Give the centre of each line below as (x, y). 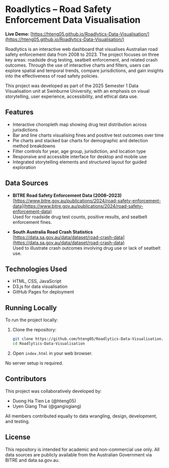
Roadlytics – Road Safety (58, 9)
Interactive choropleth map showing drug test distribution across (79, 124)
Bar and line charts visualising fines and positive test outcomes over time (88, 135)
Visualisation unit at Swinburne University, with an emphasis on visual (77, 91)
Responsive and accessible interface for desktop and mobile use (79, 156)
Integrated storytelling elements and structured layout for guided (79, 162)
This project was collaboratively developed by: (54, 391)
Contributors (26, 379)
